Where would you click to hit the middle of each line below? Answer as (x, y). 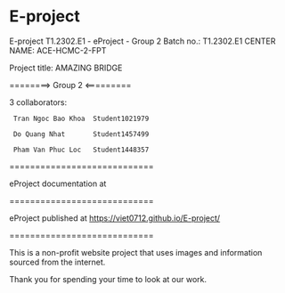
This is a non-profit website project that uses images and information (136, 252)
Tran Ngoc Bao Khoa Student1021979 (81, 118)
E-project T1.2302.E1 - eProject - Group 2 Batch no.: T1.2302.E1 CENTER (142, 41)
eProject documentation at (58, 183)
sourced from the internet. (57, 262)
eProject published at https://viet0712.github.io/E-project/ (115, 218)
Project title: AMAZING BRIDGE (66, 68)
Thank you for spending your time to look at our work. (108, 279)
